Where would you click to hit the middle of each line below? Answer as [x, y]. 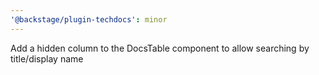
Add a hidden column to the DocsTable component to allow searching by [160, 48]
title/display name [47, 58]
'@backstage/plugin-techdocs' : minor [89, 19]
